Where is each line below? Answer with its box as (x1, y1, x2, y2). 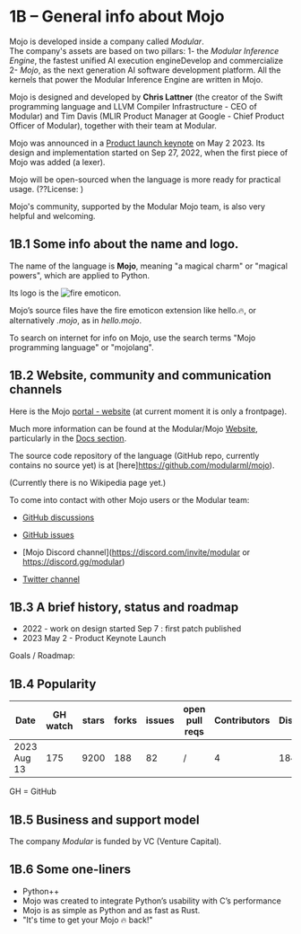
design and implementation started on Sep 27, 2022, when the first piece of (9, 146, 288, 158)
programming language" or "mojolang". (9, 341, 154, 352)
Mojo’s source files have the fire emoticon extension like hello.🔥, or (9, 304, 257, 315)
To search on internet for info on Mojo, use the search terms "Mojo (9, 332, 256, 343)
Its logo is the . (9, 287, 122, 298)
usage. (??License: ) (9, 183, 84, 194)
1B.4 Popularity (9, 676, 97, 692)
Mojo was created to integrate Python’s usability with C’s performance (21, 895, 282, 906)
